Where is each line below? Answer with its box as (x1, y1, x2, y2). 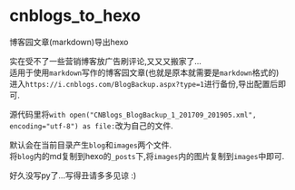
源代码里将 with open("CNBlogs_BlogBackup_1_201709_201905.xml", (9, 109, 257, 119)
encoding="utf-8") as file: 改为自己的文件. (9, 119, 174, 131)
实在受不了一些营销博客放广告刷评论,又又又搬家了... (9, 55, 202, 66)
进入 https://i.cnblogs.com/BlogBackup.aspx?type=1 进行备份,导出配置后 (9, 78, 279, 89)
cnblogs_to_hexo (9, 5, 141, 26)
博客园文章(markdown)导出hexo (9, 36, 129, 47)
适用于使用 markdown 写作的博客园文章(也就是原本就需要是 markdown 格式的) (9, 67, 280, 78)
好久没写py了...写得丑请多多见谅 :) (9, 169, 137, 181)
